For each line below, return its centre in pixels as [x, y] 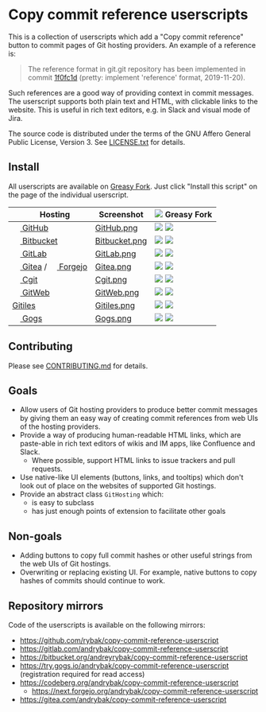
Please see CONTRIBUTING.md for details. [78, 366]
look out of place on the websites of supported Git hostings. [118, 486]
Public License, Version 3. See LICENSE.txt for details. [97, 142]
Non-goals [35, 536]
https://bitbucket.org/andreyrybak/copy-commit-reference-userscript [134, 657]
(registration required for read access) [82, 674]
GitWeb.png [117, 292]
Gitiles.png [115, 305]
